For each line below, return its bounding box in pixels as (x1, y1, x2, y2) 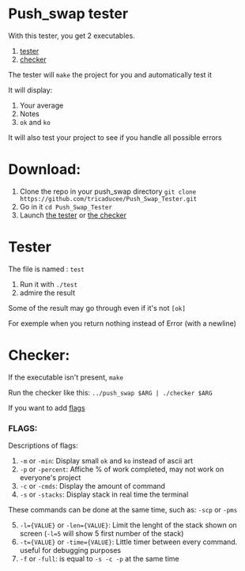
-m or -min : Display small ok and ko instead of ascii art (19, 456, 194, 466)
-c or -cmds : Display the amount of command (19, 482, 166, 491)
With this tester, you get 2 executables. (8, 31, 136, 40)
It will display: (8, 85, 53, 95)
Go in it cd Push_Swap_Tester (19, 202, 113, 211)
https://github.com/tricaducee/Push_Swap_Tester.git (19, 195, 198, 202)
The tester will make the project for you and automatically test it (8, 70, 212, 79)
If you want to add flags (8, 403, 85, 412)
